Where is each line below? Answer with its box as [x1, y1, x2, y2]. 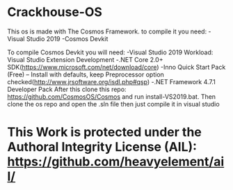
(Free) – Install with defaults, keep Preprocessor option [7, 70, 165, 79]
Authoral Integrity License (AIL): [7, 139, 197, 155]
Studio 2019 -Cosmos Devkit [26, 34, 109, 42]
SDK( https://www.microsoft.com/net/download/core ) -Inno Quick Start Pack [7, 63, 226, 71]
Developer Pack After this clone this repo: [7, 85, 127, 93]
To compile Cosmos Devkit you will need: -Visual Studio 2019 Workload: [7, 48, 214, 56]
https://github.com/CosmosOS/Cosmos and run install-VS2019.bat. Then [7, 92, 216, 101]
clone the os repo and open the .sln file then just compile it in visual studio [7, 100, 220, 108]
